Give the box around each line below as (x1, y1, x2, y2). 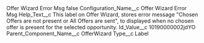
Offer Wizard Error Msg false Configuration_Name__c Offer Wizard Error (6, 5, 187, 11)
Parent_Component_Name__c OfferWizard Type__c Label (6, 30, 149, 37)
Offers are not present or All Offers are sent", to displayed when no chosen (6, 17, 194, 24)
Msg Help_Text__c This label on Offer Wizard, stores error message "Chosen (6, 11, 199, 18)
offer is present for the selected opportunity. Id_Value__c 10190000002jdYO (6, 24, 196, 30)
